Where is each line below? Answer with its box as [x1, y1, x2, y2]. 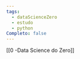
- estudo [11, 19, 33, 25]
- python [11, 25, 33, 31]
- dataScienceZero [11, 14, 58, 20]
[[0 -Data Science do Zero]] [6, 47, 75, 54]
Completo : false [6, 31, 47, 37]
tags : [6, 8, 20, 15]
